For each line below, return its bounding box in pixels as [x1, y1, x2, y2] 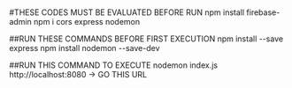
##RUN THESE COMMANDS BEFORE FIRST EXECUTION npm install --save [9, 33, 284, 44]
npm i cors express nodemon [34, 17, 140, 27]
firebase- [246, 7, 280, 18]
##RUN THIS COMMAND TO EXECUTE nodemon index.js [9, 60, 219, 70]
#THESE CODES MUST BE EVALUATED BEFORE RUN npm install [9, 7, 245, 18]
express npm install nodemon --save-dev [9, 43, 161, 54]
